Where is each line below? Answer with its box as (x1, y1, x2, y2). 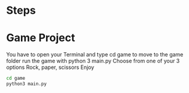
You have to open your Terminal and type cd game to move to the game (6, 51, 184, 58)
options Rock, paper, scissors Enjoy (6, 64, 95, 71)
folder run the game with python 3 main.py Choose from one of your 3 (6, 58, 180, 65)
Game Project (6, 31, 76, 45)
